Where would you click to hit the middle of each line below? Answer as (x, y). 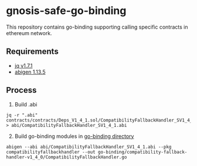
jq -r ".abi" (22, 115)
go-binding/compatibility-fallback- (142, 152)
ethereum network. (29, 33)
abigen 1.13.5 (30, 72)
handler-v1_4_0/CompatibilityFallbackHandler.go (67, 157)
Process (21, 90)
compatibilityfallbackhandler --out (51, 152)
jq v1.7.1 (23, 65)
